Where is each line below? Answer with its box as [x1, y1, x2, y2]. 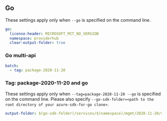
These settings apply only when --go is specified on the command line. [5, 17, 151, 23]
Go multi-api [5, 52, 36, 59]
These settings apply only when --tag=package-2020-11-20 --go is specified [5, 91, 161, 97]
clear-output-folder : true [9, 40, 66, 45]
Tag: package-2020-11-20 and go [5, 80, 88, 86]
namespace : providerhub [9, 36, 59, 41]
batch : [5, 63, 19, 68]
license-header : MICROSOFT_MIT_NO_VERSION [9, 31, 99, 36]
